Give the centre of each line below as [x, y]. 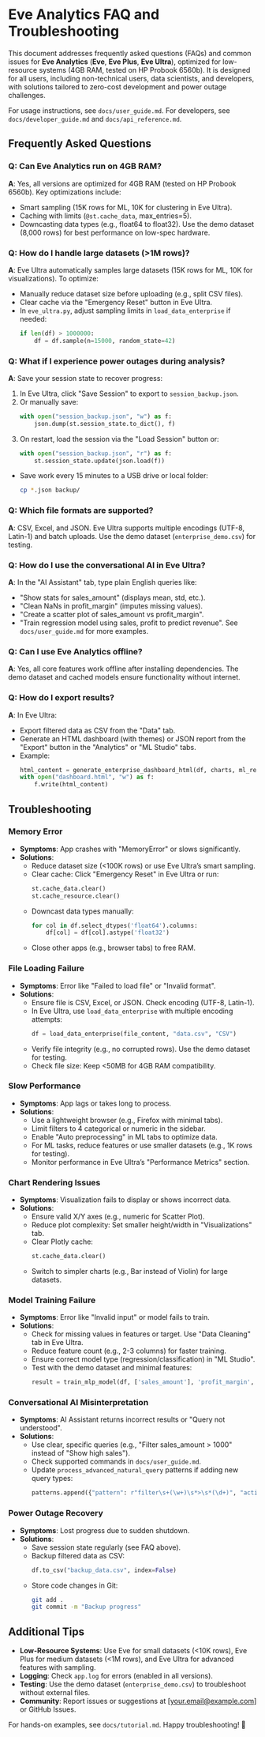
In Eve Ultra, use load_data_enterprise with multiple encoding [132, 1011]
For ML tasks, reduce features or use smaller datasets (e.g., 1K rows [142, 1145]
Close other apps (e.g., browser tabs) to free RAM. [113, 948]
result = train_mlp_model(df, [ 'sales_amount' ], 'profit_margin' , [143, 1382]
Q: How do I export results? [61, 698]
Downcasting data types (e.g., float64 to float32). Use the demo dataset [137, 224]
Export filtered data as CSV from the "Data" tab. [97, 730]
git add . [48, 1599]
